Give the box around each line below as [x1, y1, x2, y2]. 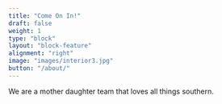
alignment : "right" [8, 49, 74, 57]
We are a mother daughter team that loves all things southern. [8, 86, 214, 96]
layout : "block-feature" [8, 42, 92, 50]
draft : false [8, 19, 52, 27]
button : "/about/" [8, 64, 70, 73]
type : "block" [8, 34, 57, 43]
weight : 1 [8, 27, 42, 35]
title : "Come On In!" [8, 11, 82, 20]
